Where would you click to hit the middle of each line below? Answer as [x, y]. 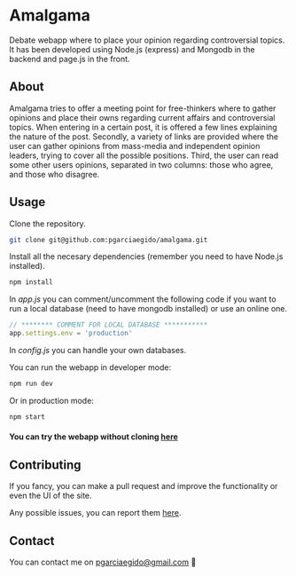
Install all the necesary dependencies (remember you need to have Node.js [146, 256]
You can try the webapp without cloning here [94, 437]
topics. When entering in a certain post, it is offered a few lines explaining [143, 127]
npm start [27, 417]
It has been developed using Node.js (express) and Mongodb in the [132, 49]
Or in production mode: [52, 400]
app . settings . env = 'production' [71, 334]
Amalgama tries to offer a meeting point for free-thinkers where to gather [143, 108]
